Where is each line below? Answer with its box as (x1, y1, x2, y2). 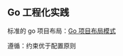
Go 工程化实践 (7, 6, 70, 19)
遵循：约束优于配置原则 (7, 41, 76, 50)
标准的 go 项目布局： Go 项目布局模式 (7, 27, 116, 35)
